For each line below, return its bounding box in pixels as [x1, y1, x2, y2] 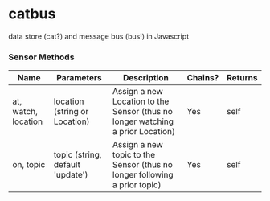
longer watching [112, 116, 174, 127]
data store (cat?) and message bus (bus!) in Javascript [8, 31, 190, 41]
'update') [53, 170, 88, 181]
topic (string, [53, 150, 102, 161]
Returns [226, 72, 258, 84]
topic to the [112, 150, 156, 161]
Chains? [186, 72, 219, 84]
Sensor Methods [8, 51, 75, 63]
